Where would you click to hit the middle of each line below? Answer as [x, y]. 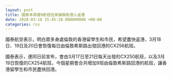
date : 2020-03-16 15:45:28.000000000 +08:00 [54, 19]
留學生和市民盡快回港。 [34, 69]
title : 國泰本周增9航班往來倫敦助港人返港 [45, 15]
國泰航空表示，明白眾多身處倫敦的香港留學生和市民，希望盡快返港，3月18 [83, 39]
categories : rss [23, 24]
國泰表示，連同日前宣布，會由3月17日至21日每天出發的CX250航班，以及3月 [85, 57]
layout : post [19, 10]
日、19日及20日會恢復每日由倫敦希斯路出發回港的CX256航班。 [72, 46]
